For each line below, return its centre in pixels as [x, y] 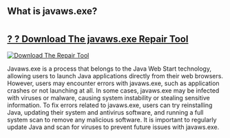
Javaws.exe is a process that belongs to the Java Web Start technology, [109, 69]
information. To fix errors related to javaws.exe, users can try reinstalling [110, 105]
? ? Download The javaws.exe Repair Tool [98, 39]
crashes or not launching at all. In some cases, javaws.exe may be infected [113, 91]
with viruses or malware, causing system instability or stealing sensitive [108, 98]
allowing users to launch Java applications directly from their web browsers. [115, 76]
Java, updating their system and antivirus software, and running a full [106, 112]
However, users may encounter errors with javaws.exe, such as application [113, 83]
